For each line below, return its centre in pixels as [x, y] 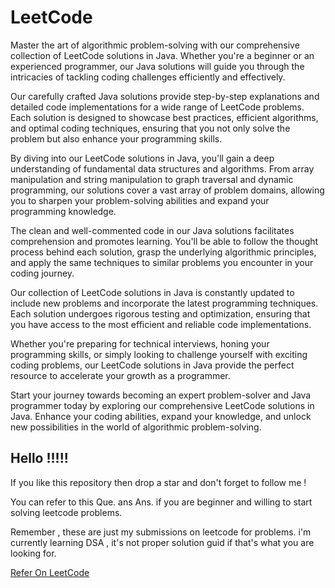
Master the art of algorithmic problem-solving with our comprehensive [155, 45]
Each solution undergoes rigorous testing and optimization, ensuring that [160, 313]
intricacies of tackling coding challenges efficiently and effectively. [148, 77]
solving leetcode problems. [66, 512]
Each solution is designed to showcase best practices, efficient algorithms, [164, 117]
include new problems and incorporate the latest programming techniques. [164, 303]
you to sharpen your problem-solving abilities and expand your [140, 200]
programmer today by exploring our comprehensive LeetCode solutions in [162, 405]
